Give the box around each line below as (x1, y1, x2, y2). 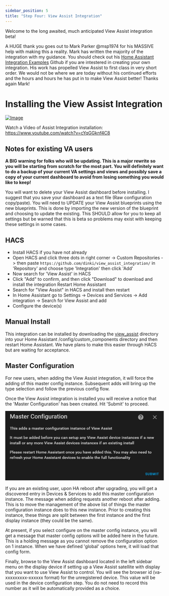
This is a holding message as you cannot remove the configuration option (5, 538, 157, 544)
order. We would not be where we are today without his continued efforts (5, 70, 157, 76)
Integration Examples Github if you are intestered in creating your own (5, 59, 150, 65)
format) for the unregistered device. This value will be (44, 574, 156, 580)
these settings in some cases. (5, 221, 67, 227)
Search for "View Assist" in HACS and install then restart (12, 287, 130, 293)
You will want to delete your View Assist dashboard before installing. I (5, 189, 149, 195)
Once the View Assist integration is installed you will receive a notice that (5, 395, 157, 401)
